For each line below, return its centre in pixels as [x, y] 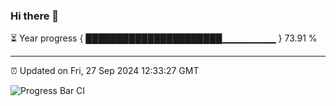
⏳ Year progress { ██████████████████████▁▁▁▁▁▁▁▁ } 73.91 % [164, 38]
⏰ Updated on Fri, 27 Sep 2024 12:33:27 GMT [105, 71]
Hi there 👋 [35, 16]
